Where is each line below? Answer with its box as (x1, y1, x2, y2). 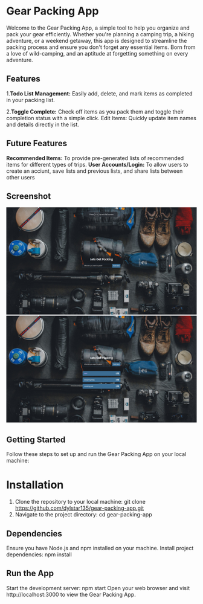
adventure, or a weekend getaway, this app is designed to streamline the (6, 37, 187, 44)
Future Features (6, 138, 68, 149)
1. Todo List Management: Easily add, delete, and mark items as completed (6, 89, 193, 97)
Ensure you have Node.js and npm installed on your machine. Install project (6, 544, 194, 551)
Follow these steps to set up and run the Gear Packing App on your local (6, 451, 187, 458)
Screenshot (6, 191, 51, 201)
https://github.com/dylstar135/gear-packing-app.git (14, 504, 144, 512)
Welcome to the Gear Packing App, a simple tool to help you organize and (6, 24, 190, 31)
